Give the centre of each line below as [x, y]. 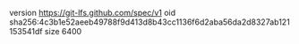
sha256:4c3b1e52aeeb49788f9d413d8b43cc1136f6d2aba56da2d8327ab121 [150, 22]
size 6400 [63, 31]
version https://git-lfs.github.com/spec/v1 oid [93, 13]
